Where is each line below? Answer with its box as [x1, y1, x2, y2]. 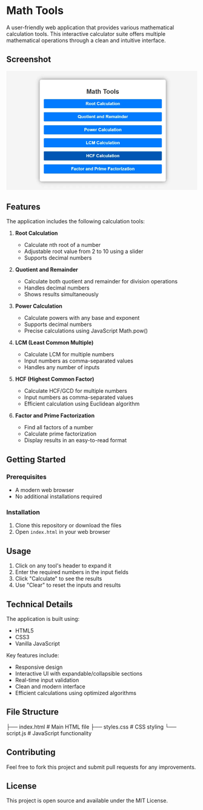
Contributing [6, 747, 56, 758]
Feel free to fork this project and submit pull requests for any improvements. [6, 763, 196, 770]
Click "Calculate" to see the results [15, 575, 102, 583]
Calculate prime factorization [24, 430, 97, 438]
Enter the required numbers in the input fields [15, 569, 129, 576]
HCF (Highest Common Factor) [15, 375, 95, 383]
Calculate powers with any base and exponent [24, 314, 140, 322]
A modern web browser [15, 486, 75, 494]
